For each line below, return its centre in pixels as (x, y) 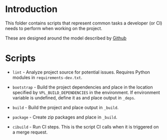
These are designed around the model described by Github (66, 38)
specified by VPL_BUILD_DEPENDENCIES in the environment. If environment (86, 92)
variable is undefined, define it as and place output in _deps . (74, 97)
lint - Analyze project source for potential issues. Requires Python (81, 72)
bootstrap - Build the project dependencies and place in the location (83, 87)
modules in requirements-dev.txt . (47, 77)
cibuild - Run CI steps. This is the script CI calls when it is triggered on (85, 126)
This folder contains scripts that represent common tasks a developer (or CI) (84, 23)
